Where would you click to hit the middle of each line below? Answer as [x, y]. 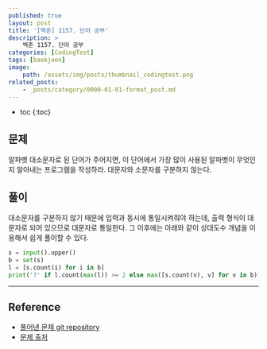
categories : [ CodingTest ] [51, 52]
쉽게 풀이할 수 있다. [59, 238]
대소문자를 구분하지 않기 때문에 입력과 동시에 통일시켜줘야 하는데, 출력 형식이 [127, 218]
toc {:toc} [35, 112]
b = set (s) [26, 260]
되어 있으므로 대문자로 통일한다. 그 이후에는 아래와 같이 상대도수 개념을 [138, 228]
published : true [35, 16]
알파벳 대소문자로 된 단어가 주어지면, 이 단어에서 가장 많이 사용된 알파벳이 [122, 160]
